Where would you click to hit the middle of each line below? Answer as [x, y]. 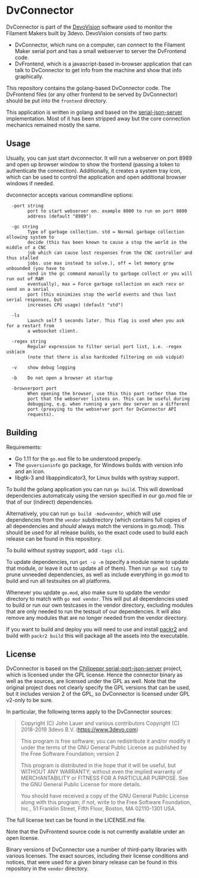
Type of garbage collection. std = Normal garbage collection [106, 232]
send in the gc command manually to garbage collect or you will [110, 274]
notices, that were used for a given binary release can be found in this [92, 863]
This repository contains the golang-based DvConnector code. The [89, 88]
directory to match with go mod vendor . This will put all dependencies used [97, 598]
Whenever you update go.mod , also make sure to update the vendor [88, 592]
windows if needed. [30, 183]
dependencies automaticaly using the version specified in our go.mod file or [99, 495]
